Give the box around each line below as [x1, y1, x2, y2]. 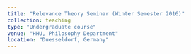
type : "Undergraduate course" [7, 23, 97, 30]
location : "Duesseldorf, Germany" [7, 36, 110, 43]
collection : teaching [7, 17, 71, 24]
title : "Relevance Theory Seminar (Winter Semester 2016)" [7, 10, 185, 18]
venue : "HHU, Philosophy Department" [7, 29, 119, 37]
